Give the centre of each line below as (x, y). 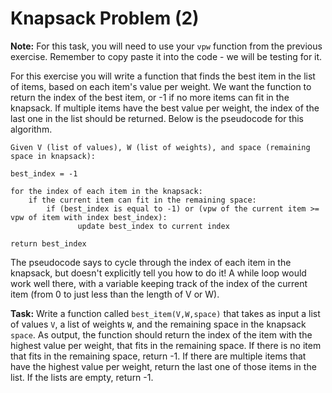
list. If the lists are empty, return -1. (82, 377)
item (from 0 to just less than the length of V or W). (115, 294)
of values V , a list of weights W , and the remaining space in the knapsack (158, 324)
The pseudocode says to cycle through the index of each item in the (151, 262)
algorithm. (31, 129)
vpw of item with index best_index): (89, 217)
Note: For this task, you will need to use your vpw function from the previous (166, 46)
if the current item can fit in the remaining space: (142, 200)
